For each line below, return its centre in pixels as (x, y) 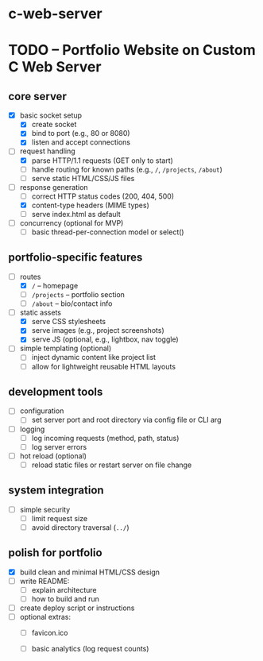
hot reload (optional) (53, 456)
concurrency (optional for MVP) (72, 222)
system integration (56, 491)
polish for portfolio (55, 553)
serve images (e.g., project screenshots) (98, 330)
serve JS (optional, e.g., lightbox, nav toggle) (105, 339)
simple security (45, 509)
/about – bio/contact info (72, 303)
